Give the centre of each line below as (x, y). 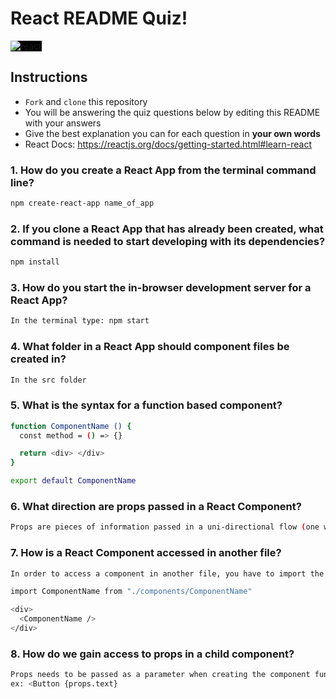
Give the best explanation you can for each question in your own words (172, 133)
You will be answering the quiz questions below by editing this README (172, 112)
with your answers (63, 123)
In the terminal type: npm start (80, 321)
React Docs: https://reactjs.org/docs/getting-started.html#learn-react (168, 144)
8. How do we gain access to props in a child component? (152, 654)
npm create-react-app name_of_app (82, 203)
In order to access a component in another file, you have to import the (167, 573)
